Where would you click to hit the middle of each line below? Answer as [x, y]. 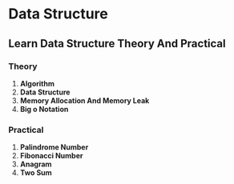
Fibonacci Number [51, 156]
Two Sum [36, 173]
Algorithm [37, 83]
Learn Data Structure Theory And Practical [117, 44]
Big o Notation [44, 109]
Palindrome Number [54, 147]
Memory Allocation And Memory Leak [85, 100]
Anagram [36, 164]
